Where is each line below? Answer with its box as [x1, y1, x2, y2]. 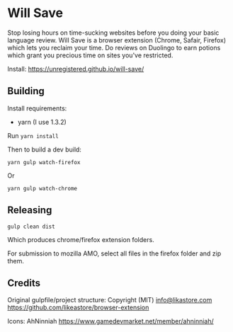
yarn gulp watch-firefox [7, 159, 81, 166]
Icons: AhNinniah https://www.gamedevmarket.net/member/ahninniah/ [7, 317, 214, 326]
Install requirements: [7, 104, 67, 113]
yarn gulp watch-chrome [7, 185, 78, 192]
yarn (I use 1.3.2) [17, 118, 67, 126]
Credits [7, 277, 41, 289]
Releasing [7, 204, 52, 217]
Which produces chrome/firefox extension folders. [7, 235, 154, 244]
